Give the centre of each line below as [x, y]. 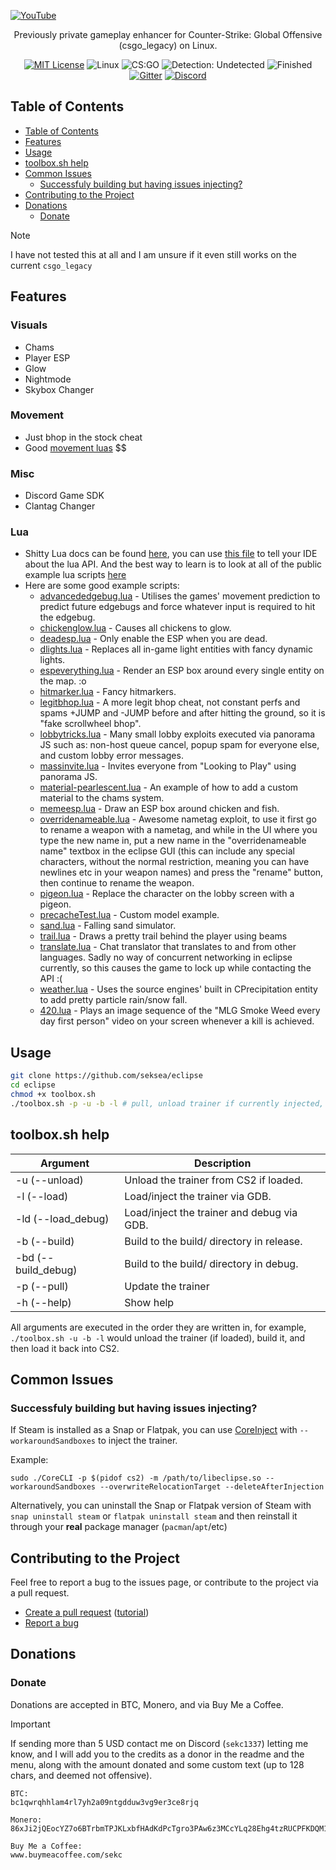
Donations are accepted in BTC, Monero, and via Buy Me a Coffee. [147, 1704]
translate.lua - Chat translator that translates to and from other [168, 947]
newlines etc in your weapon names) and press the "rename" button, [181, 872]
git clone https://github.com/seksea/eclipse [106, 1076]
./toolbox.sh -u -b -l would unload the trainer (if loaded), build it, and [158, 1337]
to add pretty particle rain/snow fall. [113, 1000]
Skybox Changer [59, 389]
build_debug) [46, 1270]
